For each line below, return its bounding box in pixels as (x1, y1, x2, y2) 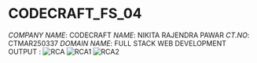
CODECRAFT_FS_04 (8, 5, 142, 23)
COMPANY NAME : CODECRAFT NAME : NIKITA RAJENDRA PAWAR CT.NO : (8, 30, 250, 40)
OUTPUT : (8, 47, 42, 56)
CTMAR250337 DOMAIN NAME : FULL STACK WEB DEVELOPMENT (8, 38, 226, 47)
